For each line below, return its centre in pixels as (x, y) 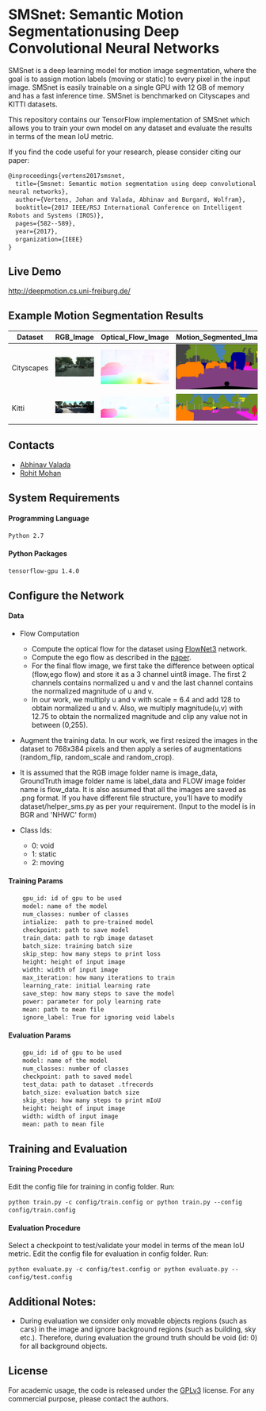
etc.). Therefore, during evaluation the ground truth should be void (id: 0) (139, 1338)
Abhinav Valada (45, 464)
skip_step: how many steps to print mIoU (91, 1101)
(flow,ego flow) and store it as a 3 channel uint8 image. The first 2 (139, 675)
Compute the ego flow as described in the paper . (111, 658)
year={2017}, (37, 231)
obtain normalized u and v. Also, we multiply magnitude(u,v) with (137, 708)
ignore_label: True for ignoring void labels (99, 1018)
